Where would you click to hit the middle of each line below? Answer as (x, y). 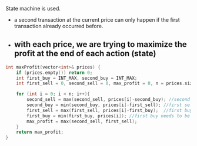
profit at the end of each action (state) (85, 54)
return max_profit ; (40, 132)
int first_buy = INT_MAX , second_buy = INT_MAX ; (77, 78)
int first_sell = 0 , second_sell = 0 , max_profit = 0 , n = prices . (101, 84)
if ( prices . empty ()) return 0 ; (54, 73)
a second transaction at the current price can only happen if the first (97, 20)
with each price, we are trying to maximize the (101, 44)
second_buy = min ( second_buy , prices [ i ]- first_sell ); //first (104, 105)
